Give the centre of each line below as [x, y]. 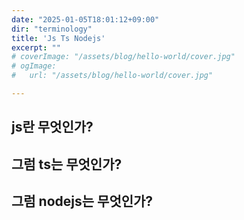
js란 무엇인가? [52, 127]
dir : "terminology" [52, 29]
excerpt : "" [36, 47]
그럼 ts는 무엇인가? [67, 164]
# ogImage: [34, 66]
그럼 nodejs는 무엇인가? [82, 201]
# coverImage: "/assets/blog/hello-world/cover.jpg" [123, 57]
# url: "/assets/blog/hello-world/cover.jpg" [112, 76]
